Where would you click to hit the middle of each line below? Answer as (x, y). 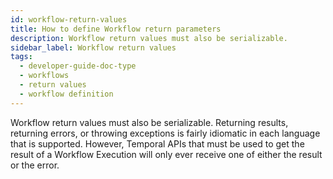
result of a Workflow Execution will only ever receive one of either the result (166, 154)
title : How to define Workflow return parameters (116, 29)
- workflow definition (66, 94)
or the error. (35, 165)
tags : (21, 57)
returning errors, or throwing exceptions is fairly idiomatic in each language (165, 133)
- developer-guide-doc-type (78, 66)
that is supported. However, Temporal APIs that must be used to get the (157, 143)
